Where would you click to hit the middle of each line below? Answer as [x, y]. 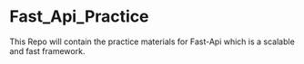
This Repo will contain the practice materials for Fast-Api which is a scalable [152, 41]
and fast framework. [47, 50]
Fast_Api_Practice [79, 17]
